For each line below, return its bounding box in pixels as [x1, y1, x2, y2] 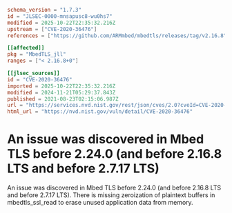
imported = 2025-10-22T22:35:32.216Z [7, 83, 116, 90]
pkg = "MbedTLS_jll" [7, 51, 67, 58]
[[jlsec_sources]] [7, 70, 60, 77]
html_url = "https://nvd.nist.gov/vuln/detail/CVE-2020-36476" [7, 108, 193, 115]
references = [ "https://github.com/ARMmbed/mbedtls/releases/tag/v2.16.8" [7, 32, 227, 39]
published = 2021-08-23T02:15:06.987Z [7, 95, 119, 103]
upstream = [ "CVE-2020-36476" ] [7, 26, 97, 32]
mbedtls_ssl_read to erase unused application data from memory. [7, 199, 193, 207]
